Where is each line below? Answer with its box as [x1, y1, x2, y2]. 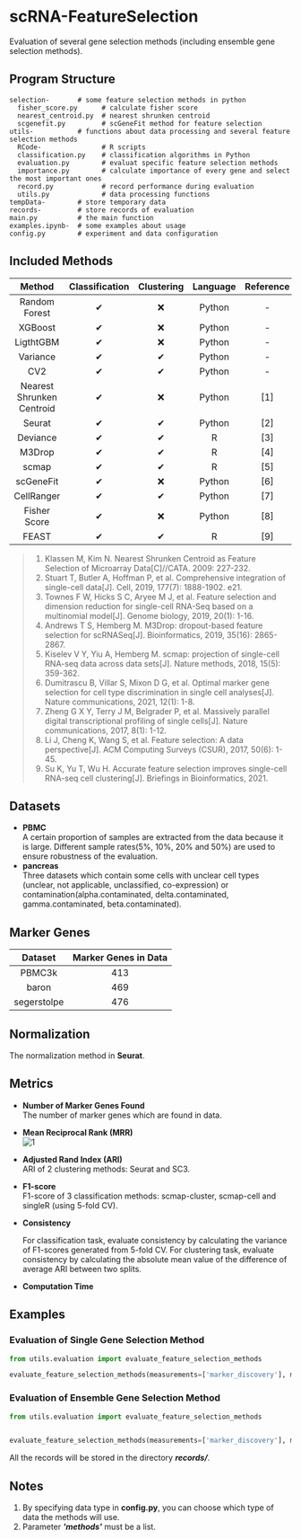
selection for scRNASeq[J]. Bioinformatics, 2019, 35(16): [44, 629, 253, 640]
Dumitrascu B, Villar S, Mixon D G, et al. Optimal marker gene [44, 677, 271, 688]
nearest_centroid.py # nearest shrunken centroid [17, 111, 211, 120]
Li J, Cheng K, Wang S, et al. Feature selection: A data [44, 734, 244, 745]
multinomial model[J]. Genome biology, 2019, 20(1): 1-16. [44, 610, 254, 621]
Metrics [9, 1076, 54, 1092]
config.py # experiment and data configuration [9, 229, 219, 238]
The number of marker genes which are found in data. [21, 1110, 222, 1120]
